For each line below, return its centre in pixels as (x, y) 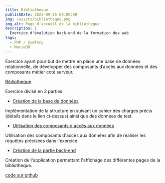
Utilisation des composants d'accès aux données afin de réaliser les (75, 135)
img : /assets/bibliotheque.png (38, 19)
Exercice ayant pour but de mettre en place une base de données (73, 61)
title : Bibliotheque (27, 10)
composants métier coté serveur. (39, 72)
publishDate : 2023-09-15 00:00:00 (41, 14)
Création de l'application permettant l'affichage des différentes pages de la (83, 160)
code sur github (22, 175)
